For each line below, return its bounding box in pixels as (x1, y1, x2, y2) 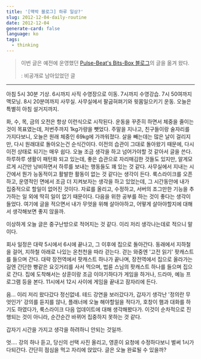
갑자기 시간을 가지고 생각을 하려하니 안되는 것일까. (6, 325, 123, 333)
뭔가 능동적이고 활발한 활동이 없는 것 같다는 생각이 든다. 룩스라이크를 (22, 170, 182, 177)
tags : (6, 36, 20, 42)
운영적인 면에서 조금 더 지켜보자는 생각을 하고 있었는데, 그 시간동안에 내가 (19, 178, 190, 185)
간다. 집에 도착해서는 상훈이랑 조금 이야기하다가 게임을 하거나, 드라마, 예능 (12, 270, 185, 278)
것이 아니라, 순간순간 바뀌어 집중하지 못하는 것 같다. (22, 313, 142, 320)
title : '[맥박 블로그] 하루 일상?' (6, 8, 84, 15)
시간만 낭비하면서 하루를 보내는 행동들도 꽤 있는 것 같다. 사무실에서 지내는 (17, 163, 188, 170)
